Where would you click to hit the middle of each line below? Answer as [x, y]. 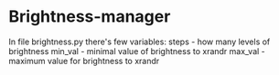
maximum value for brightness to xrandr [84, 61]
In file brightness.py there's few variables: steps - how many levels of [139, 42]
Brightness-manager [90, 17]
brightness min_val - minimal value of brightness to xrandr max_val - [137, 51]
